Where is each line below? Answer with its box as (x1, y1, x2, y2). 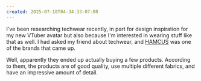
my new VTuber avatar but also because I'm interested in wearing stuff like (6, 31, 193, 39)
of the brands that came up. (6, 44, 75, 52)
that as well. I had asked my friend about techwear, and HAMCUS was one (6, 38, 191, 45)
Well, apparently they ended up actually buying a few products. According (6, 56, 191, 63)
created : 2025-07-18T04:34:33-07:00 (6, 8, 98, 15)
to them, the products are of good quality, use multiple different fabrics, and (6, 62, 195, 70)
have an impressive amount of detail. (6, 68, 98, 76)
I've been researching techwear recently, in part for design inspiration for (6, 25, 188, 32)
